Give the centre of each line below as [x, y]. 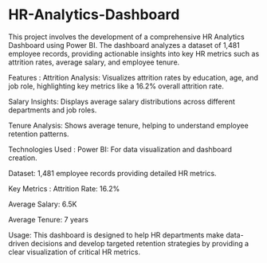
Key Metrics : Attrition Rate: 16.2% [64, 188]
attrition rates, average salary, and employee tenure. [94, 62]
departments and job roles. [53, 110]
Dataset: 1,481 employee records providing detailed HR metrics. [112, 173]
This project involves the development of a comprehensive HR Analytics [126, 37]
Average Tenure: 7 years [49, 219]
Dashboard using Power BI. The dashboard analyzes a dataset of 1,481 [124, 45]
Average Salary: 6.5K [43, 204]
